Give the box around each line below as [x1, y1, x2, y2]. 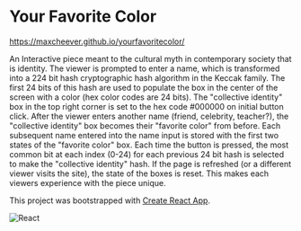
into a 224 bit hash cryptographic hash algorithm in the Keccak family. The [9, 72, 286, 83]
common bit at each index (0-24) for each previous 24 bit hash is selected [9, 148, 285, 159]
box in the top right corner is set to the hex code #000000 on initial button [9, 101, 285, 111]
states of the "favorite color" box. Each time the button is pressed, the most [9, 139, 289, 150]
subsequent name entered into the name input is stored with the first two [9, 129, 279, 140]
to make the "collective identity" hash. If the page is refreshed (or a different [9, 158, 292, 169]
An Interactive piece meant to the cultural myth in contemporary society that [9, 53, 292, 64]
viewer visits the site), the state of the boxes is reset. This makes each [9, 168, 270, 179]
